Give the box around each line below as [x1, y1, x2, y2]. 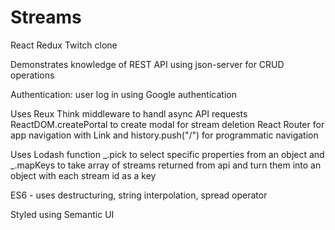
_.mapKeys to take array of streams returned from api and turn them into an [10, 159, 322, 171]
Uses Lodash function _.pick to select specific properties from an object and [10, 148, 325, 160]
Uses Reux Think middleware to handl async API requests [10, 107, 248, 120]
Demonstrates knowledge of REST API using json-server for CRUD [10, 58, 285, 70]
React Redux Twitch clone [10, 39, 118, 51]
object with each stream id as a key [10, 169, 157, 181]
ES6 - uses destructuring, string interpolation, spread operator [10, 189, 268, 201]
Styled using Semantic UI [10, 208, 115, 220]
